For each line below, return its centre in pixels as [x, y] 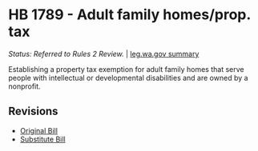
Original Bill [39, 130]
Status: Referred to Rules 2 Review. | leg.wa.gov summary [104, 54]
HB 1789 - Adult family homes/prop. [129, 15]
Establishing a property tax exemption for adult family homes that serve [126, 69]
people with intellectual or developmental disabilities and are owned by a [128, 77]
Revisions [33, 111]
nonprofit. [25, 86]
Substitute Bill [42, 139]
